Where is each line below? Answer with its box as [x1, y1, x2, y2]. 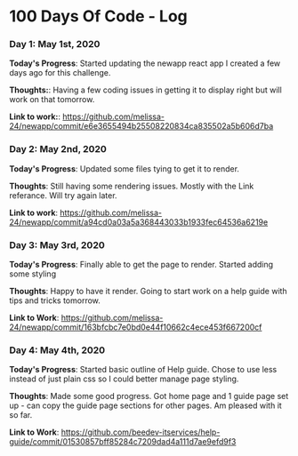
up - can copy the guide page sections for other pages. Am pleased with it [9, 400, 282, 411]
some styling [9, 268, 56, 279]
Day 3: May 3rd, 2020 [9, 238, 105, 251]
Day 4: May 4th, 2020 [9, 344, 106, 356]
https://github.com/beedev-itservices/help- [60, 427, 221, 437]
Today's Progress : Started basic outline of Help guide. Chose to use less [9, 364, 278, 375]
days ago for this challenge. [9, 68, 111, 78]
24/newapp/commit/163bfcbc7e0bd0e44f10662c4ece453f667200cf [9, 322, 262, 332]
